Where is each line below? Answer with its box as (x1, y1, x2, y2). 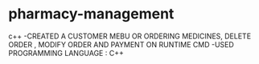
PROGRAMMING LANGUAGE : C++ (8, 48, 125, 58)
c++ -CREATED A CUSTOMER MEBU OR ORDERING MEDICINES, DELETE (8, 31, 252, 41)
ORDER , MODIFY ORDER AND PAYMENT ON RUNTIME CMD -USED (8, 39, 235, 49)
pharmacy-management (8, 5, 175, 23)
